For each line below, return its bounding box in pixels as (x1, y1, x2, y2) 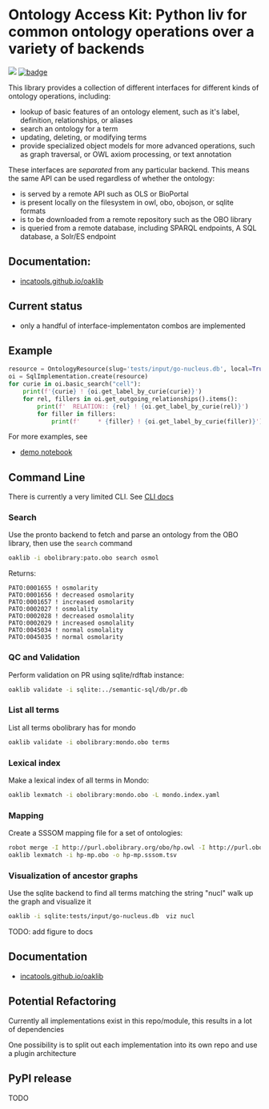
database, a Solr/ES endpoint (19, 231, 116, 241)
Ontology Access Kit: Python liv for (8, 6, 247, 24)
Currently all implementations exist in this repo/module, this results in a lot (8, 1016, 252, 1026)
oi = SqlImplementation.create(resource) (8, 373, 149, 381)
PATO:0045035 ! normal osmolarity (8, 633, 124, 642)
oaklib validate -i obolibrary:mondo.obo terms (8, 738, 171, 747)
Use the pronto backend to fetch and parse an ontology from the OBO (8, 530, 239, 540)
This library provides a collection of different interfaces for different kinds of (8, 83, 259, 92)
